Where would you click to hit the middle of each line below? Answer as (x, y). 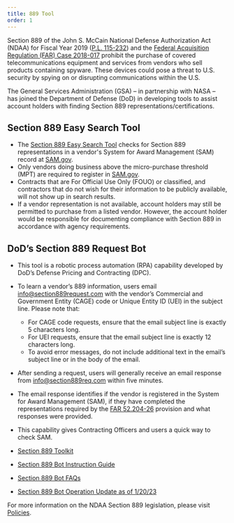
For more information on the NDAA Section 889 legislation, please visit (109, 505)
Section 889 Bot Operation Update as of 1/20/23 (87, 491)
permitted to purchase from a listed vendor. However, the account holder (122, 211)
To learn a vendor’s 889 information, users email (87, 286)
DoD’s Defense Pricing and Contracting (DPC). (84, 273)
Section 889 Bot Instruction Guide (66, 465)
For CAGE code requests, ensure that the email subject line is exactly (127, 322)
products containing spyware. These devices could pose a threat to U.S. (111, 70)
